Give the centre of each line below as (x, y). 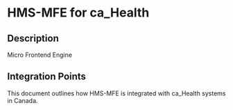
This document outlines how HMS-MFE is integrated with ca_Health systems (117, 93)
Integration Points (47, 76)
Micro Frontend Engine (40, 55)
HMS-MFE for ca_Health (78, 13)
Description (33, 38)
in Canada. (23, 100)
